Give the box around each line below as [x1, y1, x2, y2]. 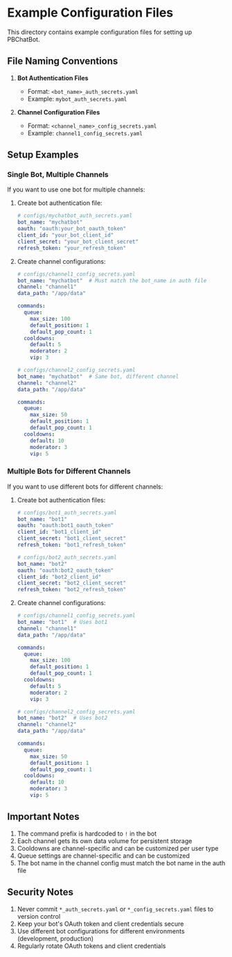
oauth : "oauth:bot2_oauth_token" [17, 567, 114, 574]
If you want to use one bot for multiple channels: [7, 185, 145, 194]
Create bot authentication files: [17, 496, 106, 504]
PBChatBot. [7, 35, 40, 43]
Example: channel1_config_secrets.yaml [27, 128, 143, 137]
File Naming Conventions [7, 56, 118, 67]
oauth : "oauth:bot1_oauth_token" [17, 522, 114, 529]
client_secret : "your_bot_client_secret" [17, 238, 139, 245]
